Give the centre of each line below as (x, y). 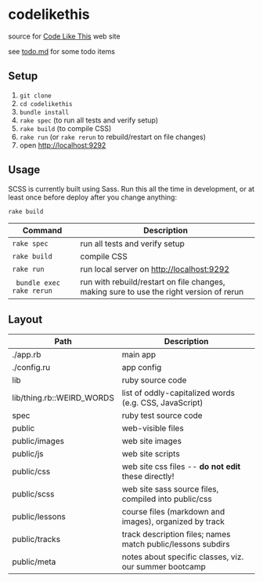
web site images (152, 441)
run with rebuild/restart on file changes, (153, 282)
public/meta (34, 562)
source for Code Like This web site (64, 36)
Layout (25, 319)
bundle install (44, 112)
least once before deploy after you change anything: (93, 197)
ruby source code (154, 380)
